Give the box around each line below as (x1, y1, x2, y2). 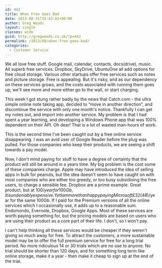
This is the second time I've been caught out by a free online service (5, 131, 142, 137)
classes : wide (5, 30, 34, 34)
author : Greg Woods (5, 20, 44, 26)
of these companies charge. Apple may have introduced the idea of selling (5, 166, 154, 172)
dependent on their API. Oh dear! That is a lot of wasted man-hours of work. (5, 122, 157, 127)
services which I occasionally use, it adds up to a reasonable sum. (5, 202, 137, 208)
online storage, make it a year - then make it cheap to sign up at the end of (5, 253, 154, 259)
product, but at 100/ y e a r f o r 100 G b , (5, 187, 74, 193)
